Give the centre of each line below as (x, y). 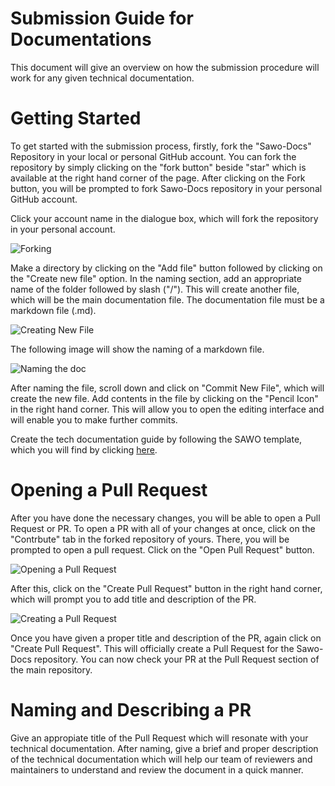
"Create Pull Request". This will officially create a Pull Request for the (152, 648)
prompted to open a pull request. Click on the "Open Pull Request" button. (162, 549)
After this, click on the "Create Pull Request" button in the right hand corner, (166, 588)
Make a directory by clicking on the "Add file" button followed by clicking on (166, 268)
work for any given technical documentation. (102, 78)
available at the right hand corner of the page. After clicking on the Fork (158, 178)
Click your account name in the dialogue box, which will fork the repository (164, 218)
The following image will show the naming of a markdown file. (137, 349)
